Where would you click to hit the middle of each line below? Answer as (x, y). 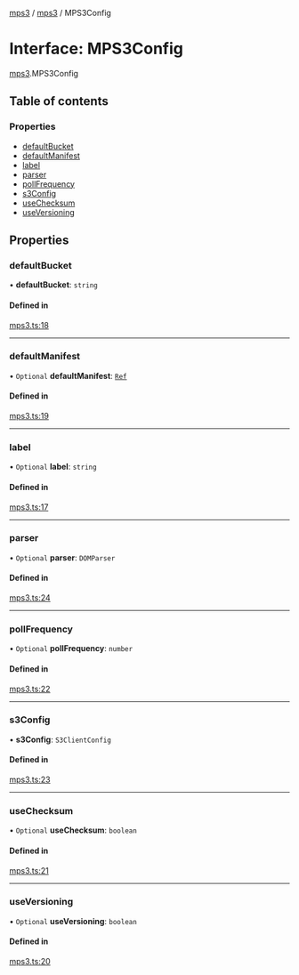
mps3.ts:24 (30, 598)
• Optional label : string (53, 467)
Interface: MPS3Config (97, 49)
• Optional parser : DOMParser (62, 557)
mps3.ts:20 (30, 962)
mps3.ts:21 (29, 870)
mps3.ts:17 (29, 507)
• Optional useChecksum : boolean (73, 830)
